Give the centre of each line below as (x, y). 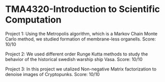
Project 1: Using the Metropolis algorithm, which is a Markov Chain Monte (81, 33)
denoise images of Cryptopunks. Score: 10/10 (52, 74)
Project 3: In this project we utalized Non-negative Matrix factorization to (81, 69)
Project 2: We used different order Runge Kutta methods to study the (76, 54)
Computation (33, 20)
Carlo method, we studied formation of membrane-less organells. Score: (81, 39)
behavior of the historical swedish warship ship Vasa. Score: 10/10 (74, 59)
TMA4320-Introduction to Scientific (82, 9)
